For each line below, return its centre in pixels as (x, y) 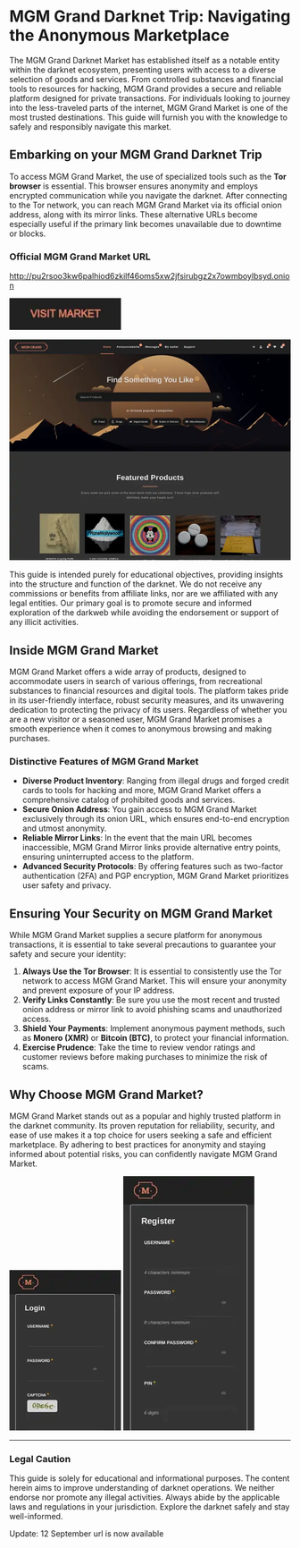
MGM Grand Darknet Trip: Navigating (150, 17)
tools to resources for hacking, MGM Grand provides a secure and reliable (146, 89)
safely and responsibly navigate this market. (91, 126)
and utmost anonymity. (64, 828)
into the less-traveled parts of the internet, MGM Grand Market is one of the (149, 107)
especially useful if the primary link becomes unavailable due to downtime (146, 224)
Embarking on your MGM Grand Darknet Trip (136, 155)
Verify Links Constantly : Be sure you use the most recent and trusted (151, 1000)
